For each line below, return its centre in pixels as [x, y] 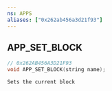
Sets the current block [41, 82]
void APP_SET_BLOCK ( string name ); [57, 70]
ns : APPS [20, 13]
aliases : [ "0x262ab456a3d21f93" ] [55, 20]
